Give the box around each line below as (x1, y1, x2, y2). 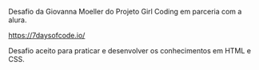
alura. (8, 15, 27, 25)
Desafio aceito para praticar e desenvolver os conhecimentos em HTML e (8, 46, 252, 55)
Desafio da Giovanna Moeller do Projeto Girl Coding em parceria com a (8, 7, 242, 16)
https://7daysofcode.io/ (8, 31, 86, 40)
